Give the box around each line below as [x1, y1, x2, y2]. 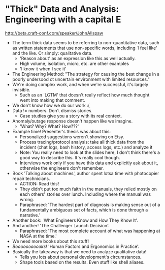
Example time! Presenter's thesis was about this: [12, 128, 111, 134]
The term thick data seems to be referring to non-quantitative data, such [12, 39, 160, 45]
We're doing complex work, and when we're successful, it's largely [12, 81, 149, 87]
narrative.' [19, 212, 40, 218]
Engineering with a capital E [5, 14, 122, 25]
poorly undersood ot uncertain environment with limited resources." [12, 76, 150, 82]
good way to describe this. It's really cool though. [19, 154, 120, 160]
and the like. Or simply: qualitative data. [12, 50, 93, 56]
